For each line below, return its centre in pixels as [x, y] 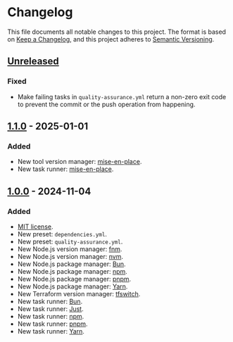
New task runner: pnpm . [52, 324]
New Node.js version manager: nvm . [70, 256]
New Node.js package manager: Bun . [71, 264]
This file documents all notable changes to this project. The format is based [117, 32]
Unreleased [33, 62]
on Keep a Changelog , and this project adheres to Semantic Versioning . [111, 39]
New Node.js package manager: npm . [73, 271]
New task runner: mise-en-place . [65, 169]
